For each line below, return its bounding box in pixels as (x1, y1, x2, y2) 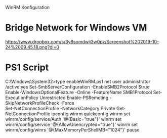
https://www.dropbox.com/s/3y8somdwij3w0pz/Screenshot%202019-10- (5, 38, 159, 44)
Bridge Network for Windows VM (5, 22, 147, 33)
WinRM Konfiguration (5, 5, 50, 10)
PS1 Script (5, 62, 49, 73)
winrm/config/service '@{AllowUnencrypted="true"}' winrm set (5, 121, 138, 127)
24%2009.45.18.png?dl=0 (5, 44, 60, 50)
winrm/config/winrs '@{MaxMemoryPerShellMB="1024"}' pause (5, 126, 140, 133)
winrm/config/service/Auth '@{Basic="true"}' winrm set (5, 116, 122, 122)
